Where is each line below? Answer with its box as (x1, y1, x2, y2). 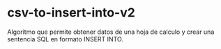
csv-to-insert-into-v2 (7, 5, 136, 21)
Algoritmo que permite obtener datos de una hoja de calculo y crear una (7, 28, 215, 36)
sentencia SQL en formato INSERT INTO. (7, 35, 124, 43)
